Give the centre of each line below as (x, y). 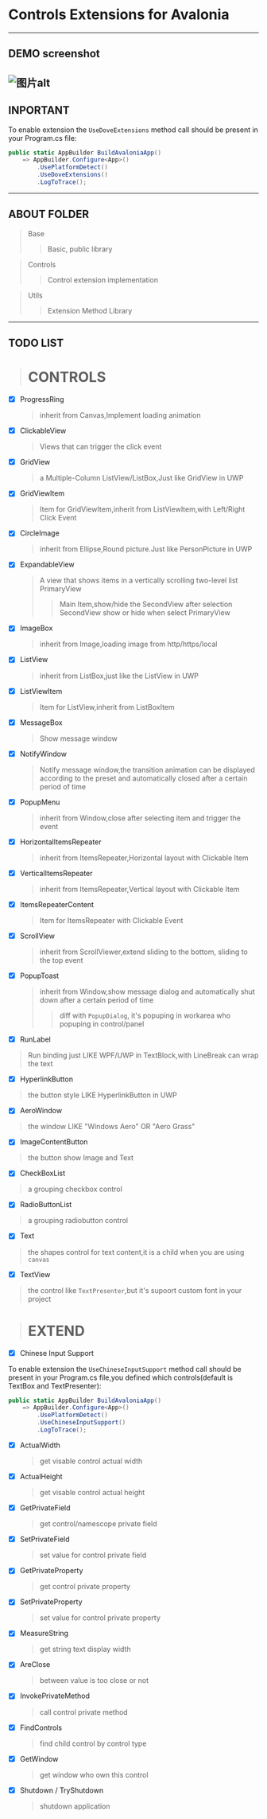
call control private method (84, 1712)
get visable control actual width (91, 1461)
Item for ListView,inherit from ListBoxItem (107, 707)
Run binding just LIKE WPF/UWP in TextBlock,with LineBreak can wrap (143, 1055)
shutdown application (75, 1806)
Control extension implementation (103, 279)
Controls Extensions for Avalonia (119, 15)
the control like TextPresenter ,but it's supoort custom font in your (135, 1290)
